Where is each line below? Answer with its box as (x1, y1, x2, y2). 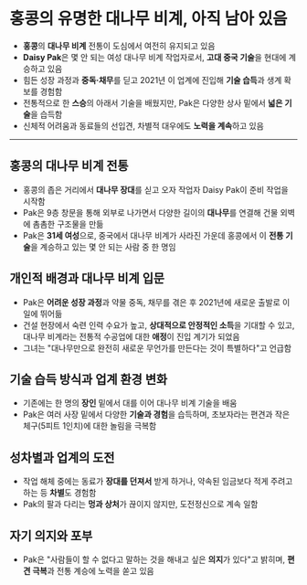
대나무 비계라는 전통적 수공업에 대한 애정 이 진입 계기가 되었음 (22, 331, 240, 342)
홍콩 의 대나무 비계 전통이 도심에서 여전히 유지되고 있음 (22, 40, 216, 51)
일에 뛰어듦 (22, 308, 63, 319)
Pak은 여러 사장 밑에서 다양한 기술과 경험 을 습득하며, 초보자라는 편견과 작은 (22, 409, 291, 420)
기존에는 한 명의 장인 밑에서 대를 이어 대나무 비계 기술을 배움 (22, 398, 238, 409)
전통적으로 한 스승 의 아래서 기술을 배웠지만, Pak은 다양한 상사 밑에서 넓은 (22, 97, 283, 108)
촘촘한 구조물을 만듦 (32, 218, 104, 229)
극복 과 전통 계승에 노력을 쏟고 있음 (31, 566, 154, 576)
